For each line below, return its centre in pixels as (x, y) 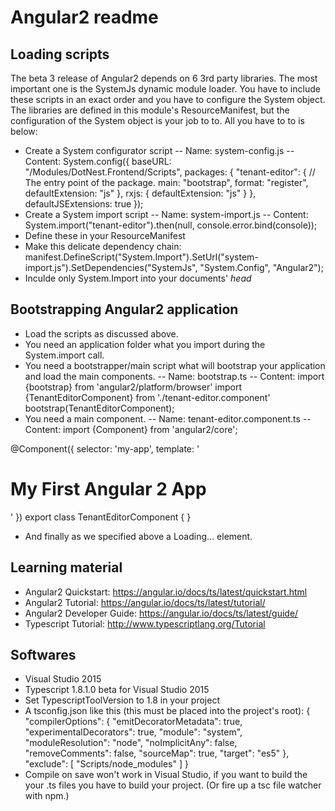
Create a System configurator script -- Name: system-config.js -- (159, 150)
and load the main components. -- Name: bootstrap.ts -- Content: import (174, 376)
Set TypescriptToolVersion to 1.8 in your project (122, 700)
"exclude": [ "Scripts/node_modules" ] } (106, 764)
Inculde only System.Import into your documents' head (138, 278)
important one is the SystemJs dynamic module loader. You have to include (165, 89)
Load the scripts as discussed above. (101, 333)
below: (24, 131)
